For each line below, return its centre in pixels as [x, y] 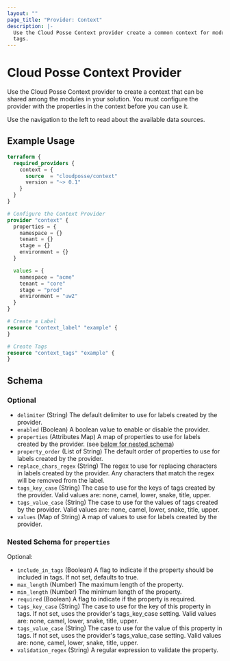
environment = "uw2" [49, 296]
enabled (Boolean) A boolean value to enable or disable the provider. [113, 429]
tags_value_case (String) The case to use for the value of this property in [119, 628]
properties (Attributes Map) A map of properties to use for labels [108, 436]
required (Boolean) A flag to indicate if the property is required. [106, 599]
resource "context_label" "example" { [62, 327]
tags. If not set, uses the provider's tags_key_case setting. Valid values [117, 614]
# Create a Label [32, 321]
